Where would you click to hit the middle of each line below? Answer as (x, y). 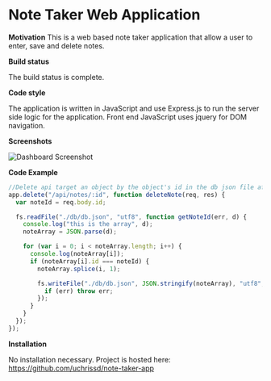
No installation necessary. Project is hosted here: (90, 359)
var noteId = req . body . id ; (61, 202)
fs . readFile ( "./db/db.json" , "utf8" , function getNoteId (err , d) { (131, 217)
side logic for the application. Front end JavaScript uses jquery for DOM (128, 117)
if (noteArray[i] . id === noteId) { (90, 261)
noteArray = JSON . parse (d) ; (70, 232)
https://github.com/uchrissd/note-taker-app (81, 368)
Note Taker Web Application (104, 15)
